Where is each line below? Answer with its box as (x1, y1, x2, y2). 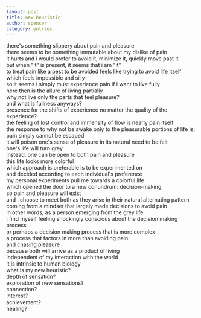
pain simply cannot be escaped (6, 132, 85, 139)
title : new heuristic (6, 14, 61, 21)
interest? (6, 292, 28, 299)
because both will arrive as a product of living (6, 247, 120, 255)
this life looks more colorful (6, 157, 74, 165)
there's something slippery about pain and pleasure (6, 42, 135, 49)
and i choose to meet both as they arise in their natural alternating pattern (6, 196, 190, 203)
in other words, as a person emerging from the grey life (6, 209, 144, 216)
